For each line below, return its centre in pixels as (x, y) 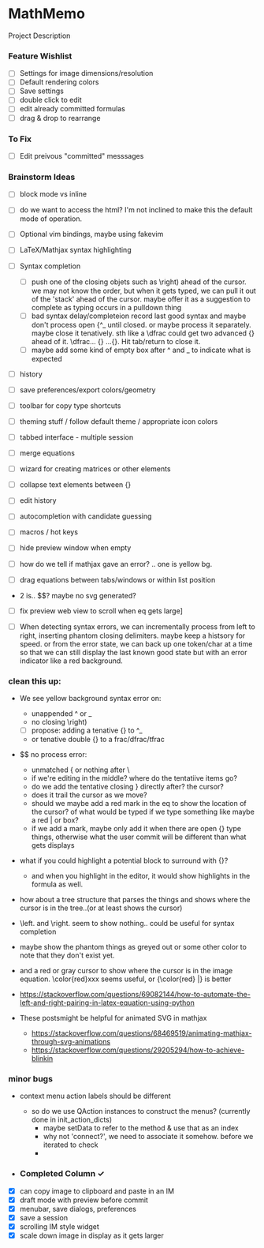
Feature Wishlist (40, 56)
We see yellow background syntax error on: (90, 699)
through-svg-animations (71, 1042)
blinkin (42, 1059)
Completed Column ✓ (62, 1174)
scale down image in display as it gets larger (91, 1235)
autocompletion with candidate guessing (86, 516)
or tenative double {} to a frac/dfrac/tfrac (98, 740)
